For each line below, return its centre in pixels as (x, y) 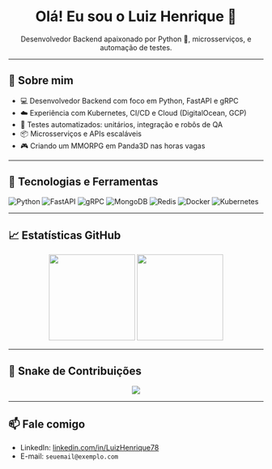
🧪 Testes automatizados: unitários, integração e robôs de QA (121, 124)
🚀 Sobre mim (41, 81)
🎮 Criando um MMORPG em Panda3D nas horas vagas (113, 146)
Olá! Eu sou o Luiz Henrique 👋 (136, 17)
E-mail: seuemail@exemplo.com (69, 456)
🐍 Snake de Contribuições (75, 371)
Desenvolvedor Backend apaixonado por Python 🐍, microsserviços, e (136, 39)
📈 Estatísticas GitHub (65, 235)
